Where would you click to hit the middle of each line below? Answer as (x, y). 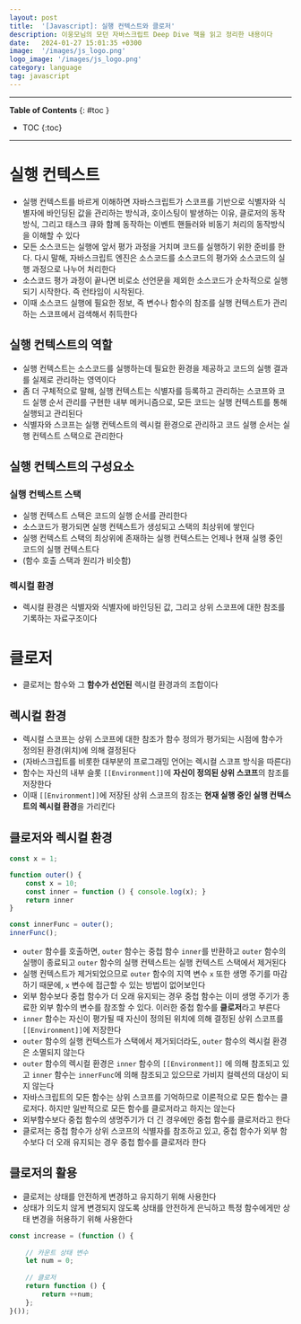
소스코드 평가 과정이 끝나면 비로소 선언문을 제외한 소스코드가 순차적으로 (146, 280)
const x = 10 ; (52, 883)
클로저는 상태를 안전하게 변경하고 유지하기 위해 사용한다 (119, 1196)
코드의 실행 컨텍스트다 (61, 550)
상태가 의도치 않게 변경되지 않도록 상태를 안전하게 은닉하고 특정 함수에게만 (151, 1207)
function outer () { (46, 875)
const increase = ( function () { (72, 1236)
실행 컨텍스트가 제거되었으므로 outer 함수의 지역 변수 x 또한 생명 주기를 (146, 974)
